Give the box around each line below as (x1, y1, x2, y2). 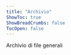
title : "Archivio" (6, 8, 52, 15)
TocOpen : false (6, 25, 44, 32)
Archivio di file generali (6, 42, 63, 49)
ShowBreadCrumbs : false (6, 20, 66, 26)
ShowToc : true (6, 14, 42, 20)
